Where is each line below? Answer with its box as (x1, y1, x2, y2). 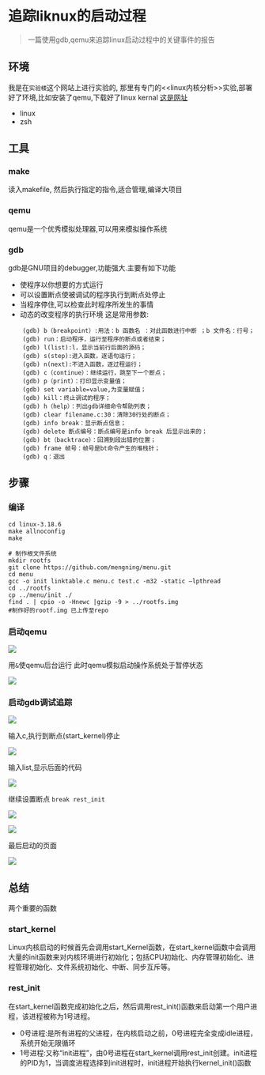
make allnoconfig (8, 527, 66, 535)
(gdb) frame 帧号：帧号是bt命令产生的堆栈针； (22, 444, 161, 453)
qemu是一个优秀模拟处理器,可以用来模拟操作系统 (8, 224, 168, 233)
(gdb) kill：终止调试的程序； (22, 394, 112, 402)
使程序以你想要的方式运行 (19, 280, 104, 289)
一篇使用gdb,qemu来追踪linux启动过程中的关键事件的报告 (27, 35, 215, 44)
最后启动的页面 (8, 841, 57, 851)
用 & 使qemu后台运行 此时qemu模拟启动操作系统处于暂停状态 (8, 661, 203, 670)
